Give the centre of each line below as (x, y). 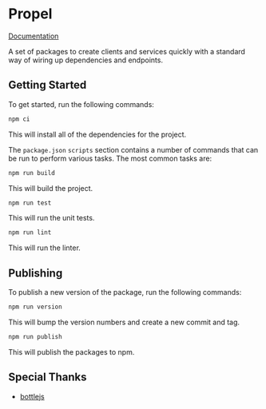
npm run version (35, 307)
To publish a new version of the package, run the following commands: (125, 292)
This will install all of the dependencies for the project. (97, 134)
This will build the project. (51, 188)
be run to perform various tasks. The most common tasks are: (110, 158)
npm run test (30, 203)
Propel (30, 14)
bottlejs (32, 396)
